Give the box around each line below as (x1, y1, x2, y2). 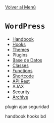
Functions (12, 67, 33, 73)
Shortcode (12, 73, 34, 79)
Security (12, 89, 30, 95)
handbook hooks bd (5, 113, 46, 119)
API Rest (12, 78, 30, 84)
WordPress (5, 22, 46, 31)
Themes (12, 47, 30, 53)
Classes (12, 62, 29, 68)
